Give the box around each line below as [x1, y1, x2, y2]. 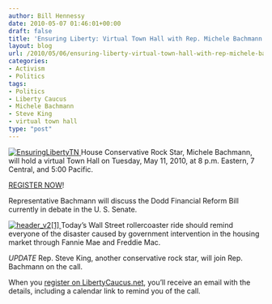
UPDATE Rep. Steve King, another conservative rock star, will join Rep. [8, 253, 243, 263]
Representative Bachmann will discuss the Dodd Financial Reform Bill [8, 195, 239, 205]
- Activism [8, 65, 45, 73]
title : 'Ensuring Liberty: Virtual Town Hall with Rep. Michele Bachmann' [8, 34, 266, 43]
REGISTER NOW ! [8, 180, 65, 190]
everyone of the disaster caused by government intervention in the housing [8, 229, 260, 238]
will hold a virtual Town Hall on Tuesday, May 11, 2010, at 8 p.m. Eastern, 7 [8, 156, 255, 165]
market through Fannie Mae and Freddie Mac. [8, 237, 161, 247]
